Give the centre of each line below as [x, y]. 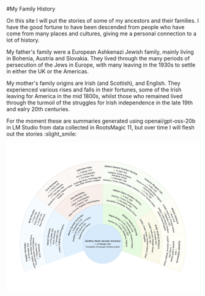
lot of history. [23, 40]
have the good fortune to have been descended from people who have [95, 27]
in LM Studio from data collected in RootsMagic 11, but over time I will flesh [100, 127]
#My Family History [31, 9]
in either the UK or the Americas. [47, 71]
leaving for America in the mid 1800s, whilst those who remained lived [95, 96]
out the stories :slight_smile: [42, 134]
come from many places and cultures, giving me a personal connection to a [102, 34]
